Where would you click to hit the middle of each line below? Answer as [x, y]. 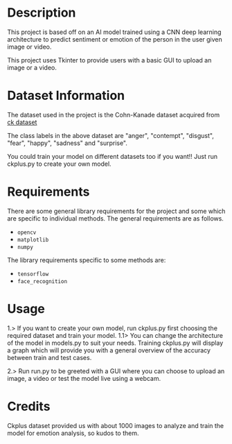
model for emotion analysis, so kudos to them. [73, 433]
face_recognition [42, 281]
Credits [29, 406]
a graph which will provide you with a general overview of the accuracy [109, 350]
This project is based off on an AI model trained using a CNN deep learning [114, 32]
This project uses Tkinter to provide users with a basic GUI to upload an [109, 60]
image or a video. [32, 67]
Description [42, 13]
